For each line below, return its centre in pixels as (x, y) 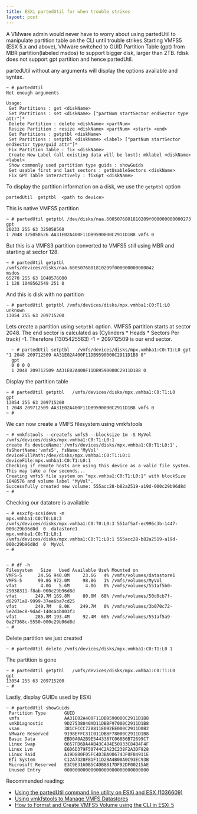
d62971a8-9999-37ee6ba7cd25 (41, 601)
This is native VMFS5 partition (43, 208)
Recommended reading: (35, 781)
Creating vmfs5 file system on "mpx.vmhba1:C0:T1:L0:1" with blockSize (96, 476)
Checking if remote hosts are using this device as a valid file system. (99, 465)
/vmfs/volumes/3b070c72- (142, 606)
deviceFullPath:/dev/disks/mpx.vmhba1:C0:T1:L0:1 (68, 455)
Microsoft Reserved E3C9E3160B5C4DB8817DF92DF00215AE (79, 765)
